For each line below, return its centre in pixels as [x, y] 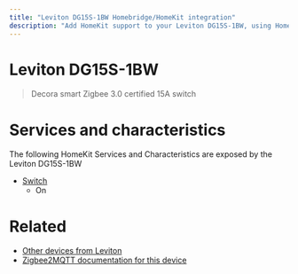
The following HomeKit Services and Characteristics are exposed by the [141, 154]
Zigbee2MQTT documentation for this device [104, 260]
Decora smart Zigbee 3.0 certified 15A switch [114, 94]
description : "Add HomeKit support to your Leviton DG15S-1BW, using [141, 26]
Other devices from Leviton [72, 251]
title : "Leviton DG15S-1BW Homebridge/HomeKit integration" [123, 17]
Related [38, 226]
